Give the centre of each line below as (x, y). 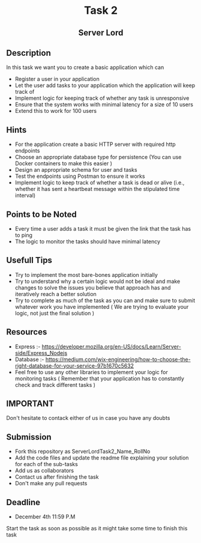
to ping (24, 235)
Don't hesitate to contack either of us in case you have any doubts (88, 418)
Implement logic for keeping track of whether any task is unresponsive (102, 98)
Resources (27, 332)
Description (28, 53)
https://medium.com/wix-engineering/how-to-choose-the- (118, 359)
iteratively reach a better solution (56, 294)
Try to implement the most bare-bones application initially (86, 275)
